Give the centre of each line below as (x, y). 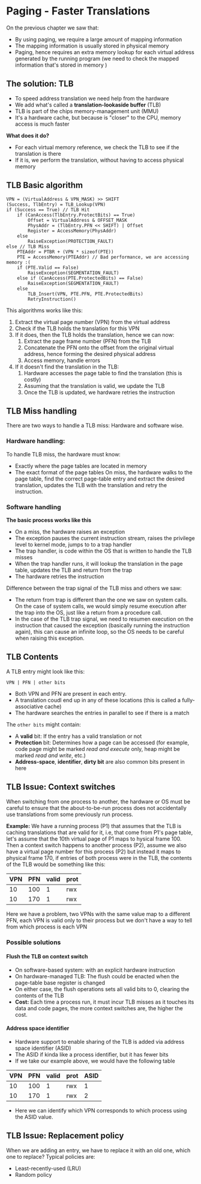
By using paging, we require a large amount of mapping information (98, 39)
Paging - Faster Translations (78, 11)
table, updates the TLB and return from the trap (73, 570)
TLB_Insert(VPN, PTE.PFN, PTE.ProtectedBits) (86, 294)
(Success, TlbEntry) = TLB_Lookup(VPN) (56, 204)
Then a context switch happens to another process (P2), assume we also (97, 845)
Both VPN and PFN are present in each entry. (71, 693)
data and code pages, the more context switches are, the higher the (99, 1008)
